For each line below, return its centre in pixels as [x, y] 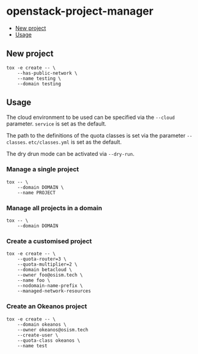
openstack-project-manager [80, 11]
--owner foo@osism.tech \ [50, 275]
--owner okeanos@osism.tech [53, 330]
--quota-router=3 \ [42, 259]
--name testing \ [39, 78]
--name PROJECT [37, 193]
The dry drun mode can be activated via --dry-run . [70, 154]
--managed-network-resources [54, 291]
